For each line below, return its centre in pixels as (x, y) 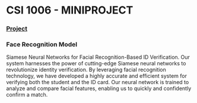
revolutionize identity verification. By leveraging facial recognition (86, 70)
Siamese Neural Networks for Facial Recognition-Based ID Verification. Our (98, 57)
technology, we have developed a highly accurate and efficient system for (96, 76)
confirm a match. (27, 95)
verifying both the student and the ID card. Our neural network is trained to (98, 82)
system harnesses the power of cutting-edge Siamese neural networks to (96, 64)
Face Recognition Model (42, 45)
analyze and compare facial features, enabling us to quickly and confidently (99, 88)
